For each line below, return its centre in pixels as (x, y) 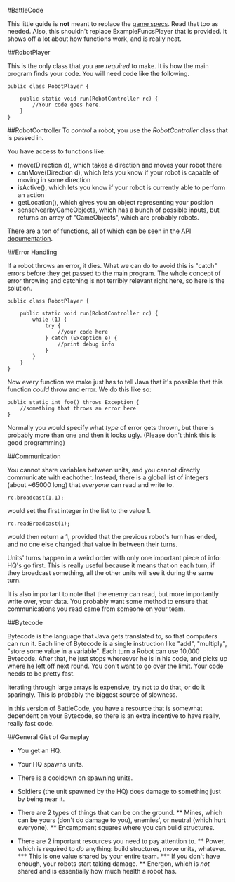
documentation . (30, 238)
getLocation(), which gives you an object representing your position (115, 202)
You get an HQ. (39, 750)
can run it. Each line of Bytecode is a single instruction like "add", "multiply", (117, 644)
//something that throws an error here (78, 408)
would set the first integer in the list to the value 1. (79, 511)
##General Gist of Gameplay (48, 737)
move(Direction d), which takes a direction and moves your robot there (120, 165)
